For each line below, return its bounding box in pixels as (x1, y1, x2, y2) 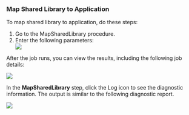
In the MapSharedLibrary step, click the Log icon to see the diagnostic (6, 84, 184, 91)
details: (6, 61, 25, 68)
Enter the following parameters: (15, 37, 94, 44)
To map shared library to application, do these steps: (6, 19, 138, 26)
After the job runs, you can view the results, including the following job (6, 54, 182, 62)
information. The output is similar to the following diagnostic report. (6, 90, 174, 98)
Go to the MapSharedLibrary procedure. (15, 30, 115, 38)
